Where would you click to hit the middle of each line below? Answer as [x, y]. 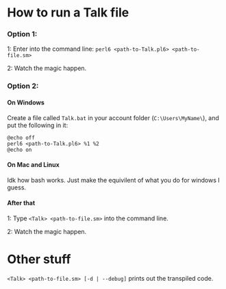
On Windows [26, 102]
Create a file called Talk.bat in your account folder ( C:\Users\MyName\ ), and [113, 117]
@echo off [21, 138]
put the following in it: [38, 125]
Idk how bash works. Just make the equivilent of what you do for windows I [114, 180]
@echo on [20, 150]
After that [21, 203]
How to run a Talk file [68, 13]
